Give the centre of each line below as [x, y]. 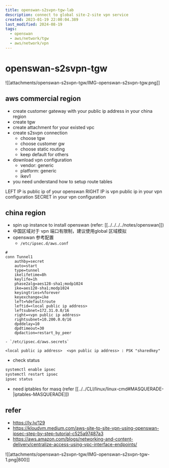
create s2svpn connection [40, 133]
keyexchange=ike [32, 297]
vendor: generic [37, 165]
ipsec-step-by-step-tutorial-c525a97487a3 [58, 433]
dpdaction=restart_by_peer [43, 333]
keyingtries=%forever [37, 293]
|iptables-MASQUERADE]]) [41, 394]
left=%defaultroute [35, 302]
